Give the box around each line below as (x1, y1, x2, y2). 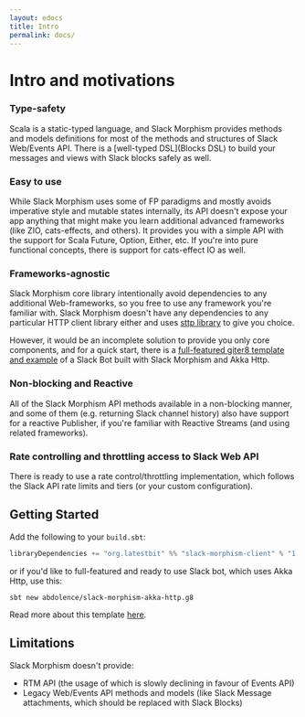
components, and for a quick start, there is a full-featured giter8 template (9, 345, 285, 356)
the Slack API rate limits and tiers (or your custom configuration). (9, 481, 254, 492)
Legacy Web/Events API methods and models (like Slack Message (22, 687, 272, 698)
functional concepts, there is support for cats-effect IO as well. (9, 244, 247, 256)
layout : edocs (9, 13, 64, 23)
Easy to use (9, 175, 62, 187)
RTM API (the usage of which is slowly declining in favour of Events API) (22, 678, 295, 689)
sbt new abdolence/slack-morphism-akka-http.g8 (9, 593, 195, 602)
